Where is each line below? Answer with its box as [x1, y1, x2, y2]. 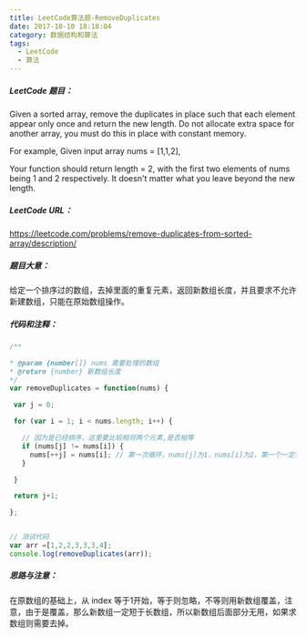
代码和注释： [9, 318, 57, 329]
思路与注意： [9, 570, 57, 581]
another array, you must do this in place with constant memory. [9, 128, 247, 139]
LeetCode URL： [9, 204, 73, 215]
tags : [9, 38, 30, 48]
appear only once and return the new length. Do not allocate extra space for [9, 118, 295, 128]
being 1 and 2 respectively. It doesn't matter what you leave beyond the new [9, 172, 296, 183]
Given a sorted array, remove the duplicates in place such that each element [9, 108, 296, 119]
